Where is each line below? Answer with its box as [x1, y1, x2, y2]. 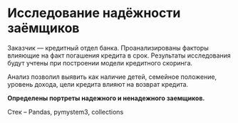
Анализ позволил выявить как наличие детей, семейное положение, [7, 73, 217, 81]
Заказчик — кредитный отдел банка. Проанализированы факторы [7, 43, 209, 52]
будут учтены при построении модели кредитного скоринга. [7, 58, 193, 67]
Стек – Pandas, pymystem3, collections [7, 107, 124, 116]
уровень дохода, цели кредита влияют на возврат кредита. [7, 80, 189, 88]
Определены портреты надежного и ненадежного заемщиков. [7, 94, 205, 102]
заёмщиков [7, 20, 80, 36]
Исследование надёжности [7, 5, 181, 21]
